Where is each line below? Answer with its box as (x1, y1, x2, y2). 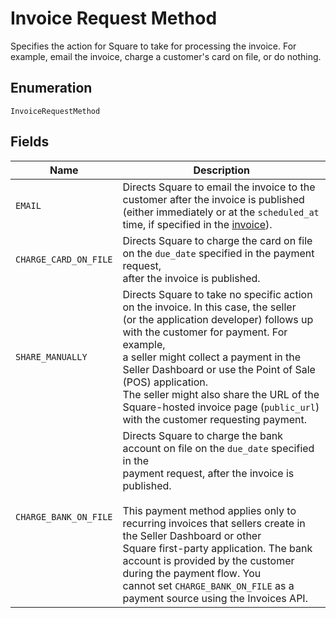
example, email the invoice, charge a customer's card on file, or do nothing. (10, 50, 322, 62)
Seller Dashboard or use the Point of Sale (122, 362, 316, 376)
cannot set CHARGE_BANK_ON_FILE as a (122, 578, 295, 592)
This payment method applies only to (122, 503, 297, 517)
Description (193, 163, 250, 177)
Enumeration (10, 80, 93, 97)
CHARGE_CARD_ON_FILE (15, 253, 113, 265)
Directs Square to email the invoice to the (122, 180, 316, 194)
